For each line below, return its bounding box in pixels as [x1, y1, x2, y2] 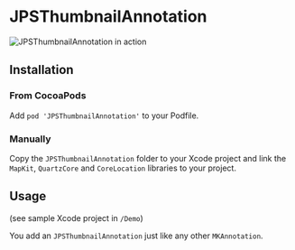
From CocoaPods [9, 89, 87, 102]
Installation [9, 62, 74, 78]
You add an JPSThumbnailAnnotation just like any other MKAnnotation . [9, 230, 263, 241]
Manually [9, 133, 51, 145]
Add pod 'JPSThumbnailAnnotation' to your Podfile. [9, 110, 199, 121]
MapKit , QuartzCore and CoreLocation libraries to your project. [9, 162, 237, 173]
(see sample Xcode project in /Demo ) [9, 212, 144, 223]
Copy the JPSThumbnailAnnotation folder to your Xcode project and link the [9, 153, 287, 163]
